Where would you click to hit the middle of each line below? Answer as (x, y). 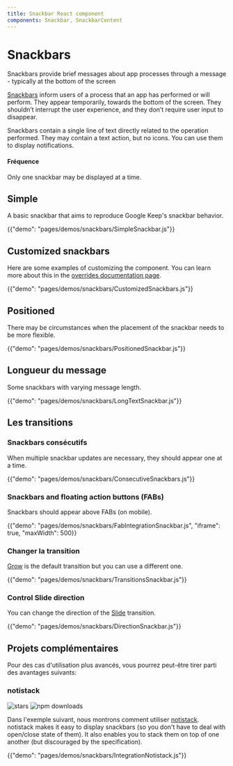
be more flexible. (31, 335)
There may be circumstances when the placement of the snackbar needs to (116, 328)
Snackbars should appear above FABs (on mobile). (80, 512)
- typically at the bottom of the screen (62, 82)
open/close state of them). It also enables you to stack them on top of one (113, 734)
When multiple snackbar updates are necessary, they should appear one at (115, 458)
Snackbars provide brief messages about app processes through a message (117, 74)
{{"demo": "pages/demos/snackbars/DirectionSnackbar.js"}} (94, 626)
